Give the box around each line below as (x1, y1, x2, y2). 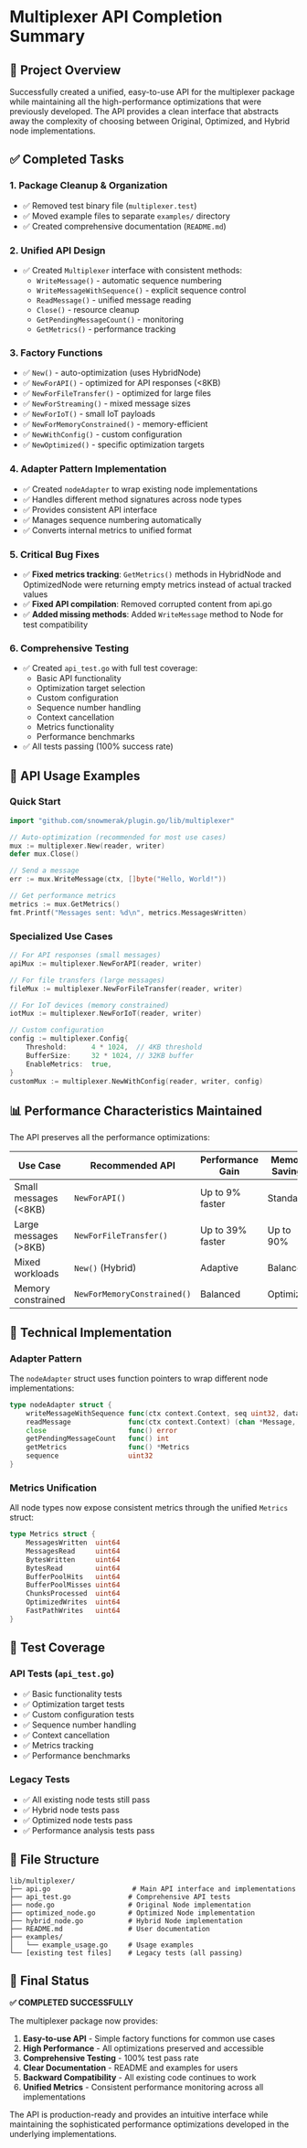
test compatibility (22, 619, 89, 630)
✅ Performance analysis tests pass (22, 1824, 155, 1835)
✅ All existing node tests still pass (22, 1794, 151, 1805)
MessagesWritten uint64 (26, 1538, 121, 1547)
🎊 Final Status (9, 1973, 90, 1989)
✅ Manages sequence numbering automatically (22, 514, 203, 525)
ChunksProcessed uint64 (26, 1589, 121, 1598)
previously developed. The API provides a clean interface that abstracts (9, 106, 279, 116)
